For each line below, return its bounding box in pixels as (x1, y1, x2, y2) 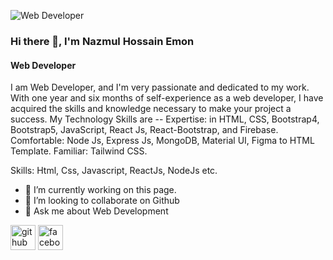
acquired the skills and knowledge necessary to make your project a (10, 103, 292, 115)
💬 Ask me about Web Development (24, 205, 169, 217)
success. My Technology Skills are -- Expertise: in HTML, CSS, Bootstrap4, (10, 113, 320, 125)
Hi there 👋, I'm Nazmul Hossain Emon (10, 34, 195, 48)
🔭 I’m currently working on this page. (24, 184, 177, 196)
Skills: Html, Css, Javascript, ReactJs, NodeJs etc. (10, 165, 218, 177)
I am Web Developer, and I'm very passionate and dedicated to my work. (10, 81, 310, 94)
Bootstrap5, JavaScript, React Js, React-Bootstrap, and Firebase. (10, 124, 279, 136)
